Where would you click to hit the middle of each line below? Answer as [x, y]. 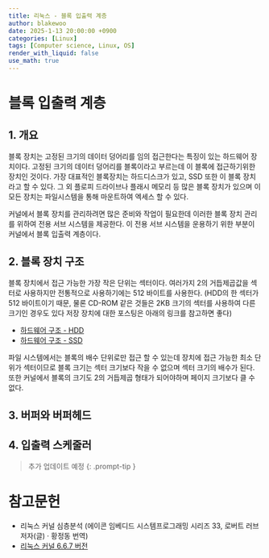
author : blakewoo [37, 23]
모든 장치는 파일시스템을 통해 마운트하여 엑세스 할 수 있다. [99, 196]
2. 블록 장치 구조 [46, 262]
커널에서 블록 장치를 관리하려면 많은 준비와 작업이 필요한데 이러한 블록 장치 [126, 214]
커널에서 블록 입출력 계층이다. [55, 234]
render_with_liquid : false [54, 53]
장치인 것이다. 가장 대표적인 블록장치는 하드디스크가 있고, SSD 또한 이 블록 [125, 176]
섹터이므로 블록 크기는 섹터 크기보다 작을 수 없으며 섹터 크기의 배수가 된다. [139, 367]
